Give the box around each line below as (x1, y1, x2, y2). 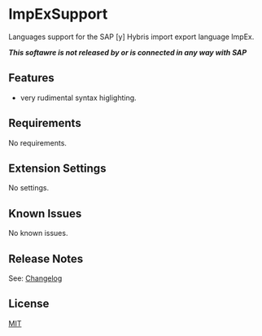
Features (8, 71, 55, 85)
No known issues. (8, 229, 68, 238)
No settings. (8, 183, 50, 193)
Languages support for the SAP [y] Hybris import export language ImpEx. (8, 32, 255, 41)
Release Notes (8, 251, 84, 265)
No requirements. (8, 137, 68, 147)
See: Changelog (8, 273, 63, 283)
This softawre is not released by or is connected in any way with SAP (8, 47, 247, 57)
